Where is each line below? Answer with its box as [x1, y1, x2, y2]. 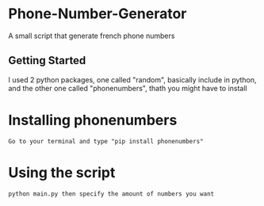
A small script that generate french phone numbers [8, 31, 175, 40]
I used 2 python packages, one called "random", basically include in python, [8, 74, 257, 84]
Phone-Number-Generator [8, 5, 187, 23]
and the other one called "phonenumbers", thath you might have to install [8, 83, 247, 93]
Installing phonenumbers [8, 111, 178, 129]
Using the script [8, 163, 116, 181]
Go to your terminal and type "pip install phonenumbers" [8, 137, 204, 145]
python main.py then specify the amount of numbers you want [8, 189, 215, 198]
